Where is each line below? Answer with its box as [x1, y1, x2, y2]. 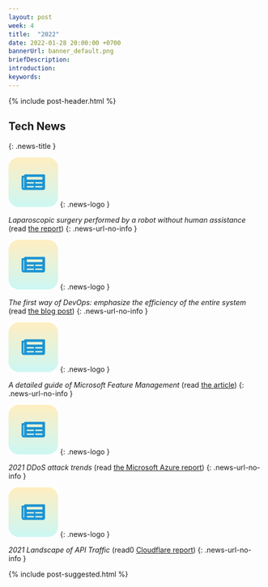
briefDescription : [8, 56, 70, 64]
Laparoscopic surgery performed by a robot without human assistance [8, 215, 246, 224]
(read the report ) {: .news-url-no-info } [8, 223, 138, 233]
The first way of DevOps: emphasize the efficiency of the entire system [8, 297, 247, 307]
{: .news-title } [8, 141, 57, 151]
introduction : [8, 65, 57, 73]
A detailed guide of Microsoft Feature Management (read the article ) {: [8, 380, 245, 389]
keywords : [8, 73, 42, 81]
